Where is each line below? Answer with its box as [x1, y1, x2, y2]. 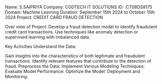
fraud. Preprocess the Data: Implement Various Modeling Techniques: [5, 63, 145, 69]
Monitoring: [5, 74, 28, 79]
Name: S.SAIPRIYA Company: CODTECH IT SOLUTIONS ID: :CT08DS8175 [5, 4, 152, 10]
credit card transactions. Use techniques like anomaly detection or [5, 29, 138, 34]
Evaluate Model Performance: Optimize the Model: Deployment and [5, 68, 140, 74]
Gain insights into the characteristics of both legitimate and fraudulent [5, 53, 145, 59]
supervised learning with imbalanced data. [5, 34, 90, 40]
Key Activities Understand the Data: [5, 44, 76, 49]
